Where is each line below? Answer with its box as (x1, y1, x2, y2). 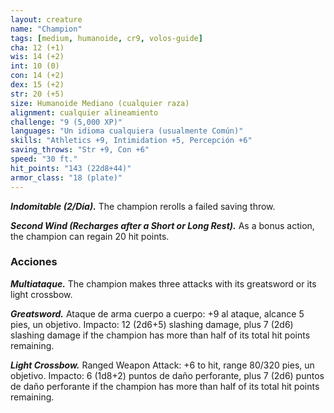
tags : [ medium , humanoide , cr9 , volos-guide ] (10, 33, 203, 43)
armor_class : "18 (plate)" (10, 172, 123, 183)
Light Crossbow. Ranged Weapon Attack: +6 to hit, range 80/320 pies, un (10, 359, 315, 371)
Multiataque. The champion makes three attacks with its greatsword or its (10, 277, 317, 290)
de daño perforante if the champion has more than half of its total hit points (10, 380, 320, 392)
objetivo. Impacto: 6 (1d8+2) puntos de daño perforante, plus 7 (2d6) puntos (10, 369, 325, 381)
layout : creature (10, 14, 83, 25)
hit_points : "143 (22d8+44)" (10, 163, 132, 173)
